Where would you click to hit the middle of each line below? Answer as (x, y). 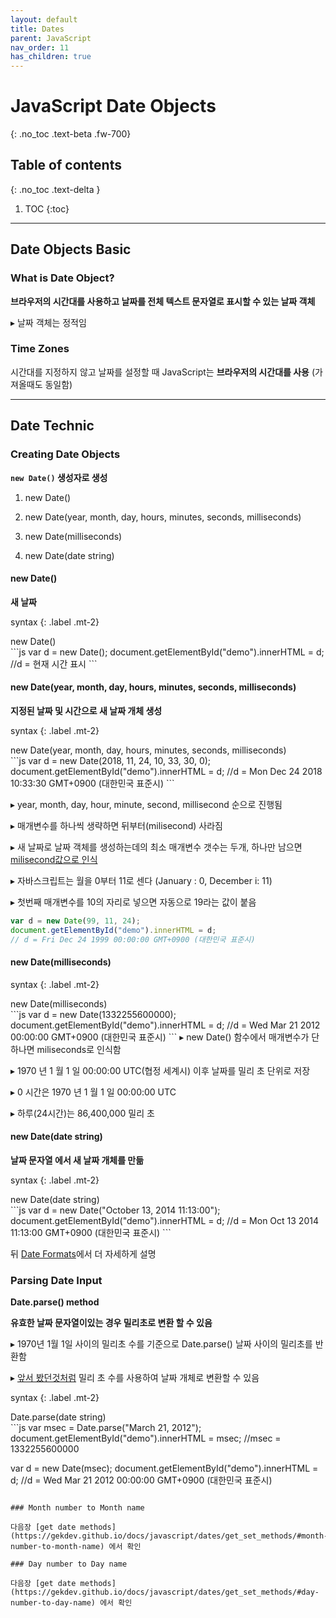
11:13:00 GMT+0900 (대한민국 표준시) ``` (91, 1232)
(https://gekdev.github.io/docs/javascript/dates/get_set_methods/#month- (169, 1536)
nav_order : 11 (40, 47)
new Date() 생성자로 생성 (59, 477)
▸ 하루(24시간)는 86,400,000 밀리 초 (82, 1113)
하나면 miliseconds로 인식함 (66, 1049)
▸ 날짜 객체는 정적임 (48, 322)
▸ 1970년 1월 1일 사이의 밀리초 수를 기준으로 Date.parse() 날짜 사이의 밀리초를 (161, 1344)
